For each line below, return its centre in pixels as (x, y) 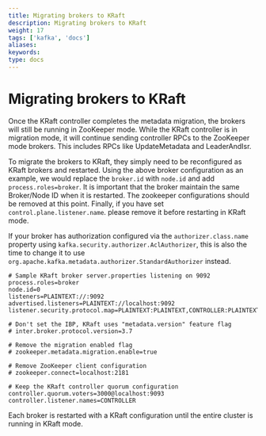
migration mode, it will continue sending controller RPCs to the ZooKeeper (129, 138)
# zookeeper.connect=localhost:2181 (68, 373)
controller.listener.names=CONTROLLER (72, 400)
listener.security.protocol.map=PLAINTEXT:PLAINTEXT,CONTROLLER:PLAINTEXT (134, 310)
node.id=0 (25, 289)
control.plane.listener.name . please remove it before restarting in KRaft (127, 212)
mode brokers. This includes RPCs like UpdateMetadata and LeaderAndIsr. (130, 146)
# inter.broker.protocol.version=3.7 (70, 331)
